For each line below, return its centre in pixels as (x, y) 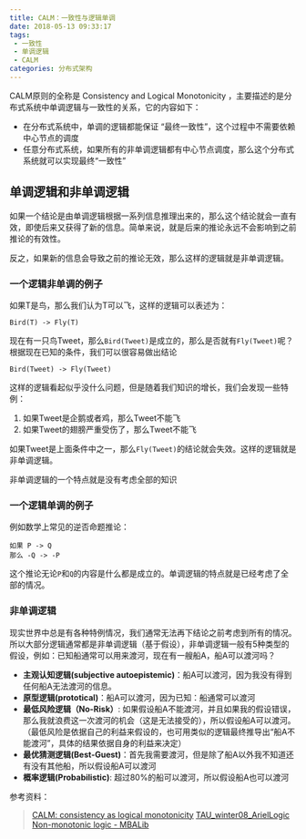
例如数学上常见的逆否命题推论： (69, 527)
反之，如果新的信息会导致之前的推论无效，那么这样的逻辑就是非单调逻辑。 (149, 258)
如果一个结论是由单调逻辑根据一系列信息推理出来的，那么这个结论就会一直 (149, 216)
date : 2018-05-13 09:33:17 (61, 26)
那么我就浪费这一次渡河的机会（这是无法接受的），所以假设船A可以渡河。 (159, 720)
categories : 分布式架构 (51, 69)
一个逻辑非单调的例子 (56, 283)
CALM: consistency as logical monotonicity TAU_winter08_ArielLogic (160, 814)
